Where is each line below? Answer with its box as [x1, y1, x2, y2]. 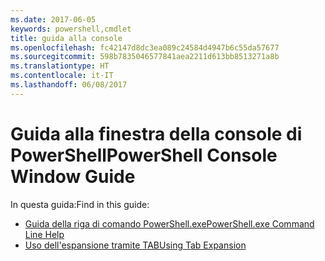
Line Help [24, 228, 65, 240]
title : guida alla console [10, 33, 123, 43]
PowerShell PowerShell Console [10, 144, 278, 166]
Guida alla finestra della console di [10, 122, 303, 145]
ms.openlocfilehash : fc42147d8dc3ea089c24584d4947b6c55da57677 [10, 42, 280, 53]
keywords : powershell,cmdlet [10, 24, 132, 34]
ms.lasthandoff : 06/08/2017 [10, 80, 128, 90]
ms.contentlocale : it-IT [10, 71, 114, 81]
